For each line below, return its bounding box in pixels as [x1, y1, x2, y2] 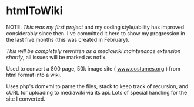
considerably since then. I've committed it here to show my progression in [6, 29, 185, 36]
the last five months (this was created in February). [6, 36, 130, 43]
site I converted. [6, 95, 45, 102]
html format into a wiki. [6, 71, 62, 78]
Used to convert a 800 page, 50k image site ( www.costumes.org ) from [6, 65, 180, 72]
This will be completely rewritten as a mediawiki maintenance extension [6, 47, 181, 54]
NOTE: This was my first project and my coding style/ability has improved [6, 24, 185, 31]
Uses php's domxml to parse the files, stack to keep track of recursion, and [6, 82, 189, 89]
